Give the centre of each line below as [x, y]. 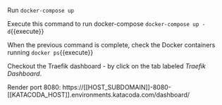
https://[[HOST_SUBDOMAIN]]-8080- [117, 87]
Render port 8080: [34, 87]
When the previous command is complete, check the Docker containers [111, 45]
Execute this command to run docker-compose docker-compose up [103, 24]
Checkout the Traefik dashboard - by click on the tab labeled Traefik [107, 66]
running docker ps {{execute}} [50, 52]
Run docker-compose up [41, 10]
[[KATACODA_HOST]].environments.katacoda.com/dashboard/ [99, 95]
